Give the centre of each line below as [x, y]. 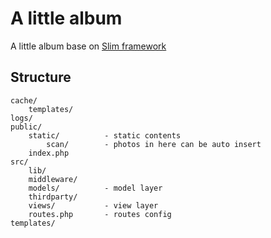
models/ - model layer [95, 188]
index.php [49, 153]
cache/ [24, 100]
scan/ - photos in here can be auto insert [154, 144]
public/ [26, 127]
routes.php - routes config [100, 214]
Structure [41, 77]
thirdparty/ [53, 197]
